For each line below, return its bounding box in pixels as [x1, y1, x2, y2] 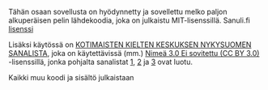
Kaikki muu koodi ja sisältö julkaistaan [8, 73, 134, 82]
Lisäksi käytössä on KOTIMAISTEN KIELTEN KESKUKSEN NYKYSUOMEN [8, 40, 252, 49]
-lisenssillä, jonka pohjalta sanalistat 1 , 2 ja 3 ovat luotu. [8, 57, 193, 66]
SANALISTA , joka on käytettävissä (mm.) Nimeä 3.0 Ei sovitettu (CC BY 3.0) [8, 49, 260, 58]
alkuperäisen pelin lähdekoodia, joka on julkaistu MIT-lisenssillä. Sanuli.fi [8, 15, 251, 25]
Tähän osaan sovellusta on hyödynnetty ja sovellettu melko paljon [8, 7, 228, 16]
